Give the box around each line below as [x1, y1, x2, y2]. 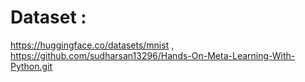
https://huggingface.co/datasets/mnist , [10, 39, 175, 51]
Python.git [10, 60, 53, 72]
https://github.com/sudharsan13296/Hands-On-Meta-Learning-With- [10, 49, 296, 61]
